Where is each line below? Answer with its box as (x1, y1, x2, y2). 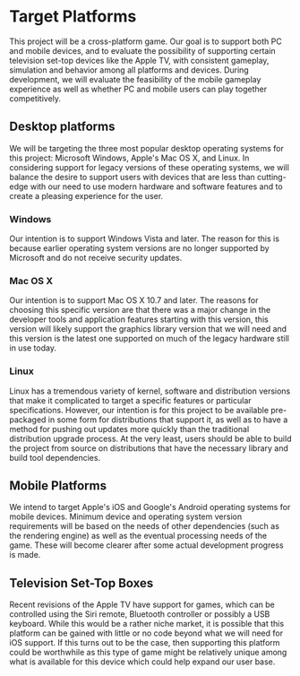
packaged (9, 414, 47, 425)
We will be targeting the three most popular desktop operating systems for (9, 143, 284, 153)
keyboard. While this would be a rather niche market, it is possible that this (9, 619, 285, 629)
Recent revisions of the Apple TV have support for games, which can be (9, 599, 276, 611)
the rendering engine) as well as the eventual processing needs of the (9, 531, 268, 542)
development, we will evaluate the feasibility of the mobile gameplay (9, 74, 261, 84)
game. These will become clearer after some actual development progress (9, 540, 284, 550)
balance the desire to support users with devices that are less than (9, 171, 255, 182)
